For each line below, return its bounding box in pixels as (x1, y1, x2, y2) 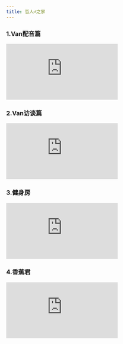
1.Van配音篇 (6, 29, 41, 38)
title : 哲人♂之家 (6, 8, 46, 15)
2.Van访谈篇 (6, 109, 42, 117)
